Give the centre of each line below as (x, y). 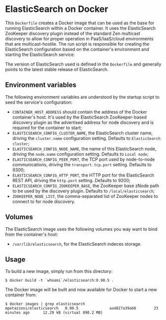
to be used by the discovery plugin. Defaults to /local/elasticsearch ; (83, 191)
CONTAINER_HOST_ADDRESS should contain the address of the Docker (80, 112)
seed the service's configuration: (39, 102)
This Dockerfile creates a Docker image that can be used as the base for (80, 23)
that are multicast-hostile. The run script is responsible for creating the (77, 44)
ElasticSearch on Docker (57, 9)
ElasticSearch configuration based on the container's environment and (77, 49)
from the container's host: (32, 234)
